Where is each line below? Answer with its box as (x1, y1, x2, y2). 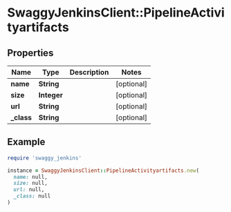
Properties (7, 47, 54, 59)
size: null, (13, 180, 48, 187)
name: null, (13, 173, 48, 180)
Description (69, 68, 109, 77)
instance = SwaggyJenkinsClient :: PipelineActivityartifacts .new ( (7, 167, 199, 174)
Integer (38, 90, 64, 99)
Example (7, 136, 46, 148)
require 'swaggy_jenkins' (7, 154, 82, 162)
